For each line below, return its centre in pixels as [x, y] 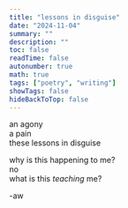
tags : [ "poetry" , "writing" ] [63, 83]
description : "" [39, 42]
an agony [26, 124]
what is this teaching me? [56, 179]
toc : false [29, 50]
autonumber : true [41, 67]
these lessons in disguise [55, 143]
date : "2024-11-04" [45, 26]
